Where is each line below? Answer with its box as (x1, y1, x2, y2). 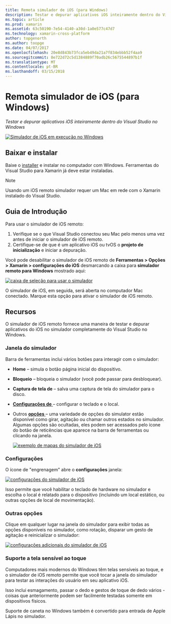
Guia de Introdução (5, 207, 67, 216)
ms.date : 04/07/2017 (5, 45, 49, 50)
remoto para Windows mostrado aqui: (5, 268, 86, 274)
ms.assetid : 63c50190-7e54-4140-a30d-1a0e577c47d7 (5, 26, 115, 32)
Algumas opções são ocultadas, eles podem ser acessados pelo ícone (12, 421, 161, 428)
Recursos (5, 307, 37, 316)
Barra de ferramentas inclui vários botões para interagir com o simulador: (5, 356, 159, 362)
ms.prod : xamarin (5, 21, 42, 27)
